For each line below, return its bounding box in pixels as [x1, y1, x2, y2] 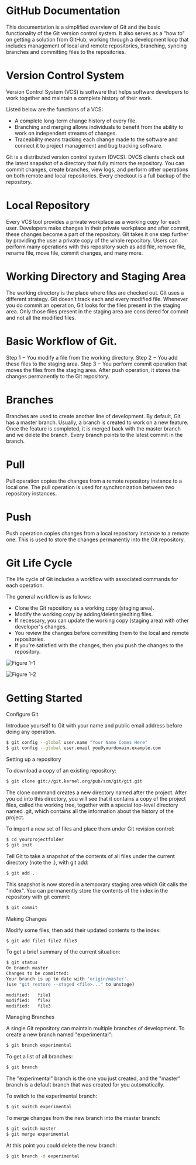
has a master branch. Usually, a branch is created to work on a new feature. [6, 419, 189, 426]
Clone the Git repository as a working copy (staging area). [14, 604, 154, 611]
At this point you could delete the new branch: [6, 1142, 118, 1149]
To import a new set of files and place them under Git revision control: [6, 825, 174, 832]
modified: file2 [6, 997, 51, 1003]
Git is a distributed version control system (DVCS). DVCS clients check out [6, 153, 185, 160]
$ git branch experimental [6, 1043, 72, 1048]
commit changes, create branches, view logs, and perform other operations [6, 166, 188, 173]
